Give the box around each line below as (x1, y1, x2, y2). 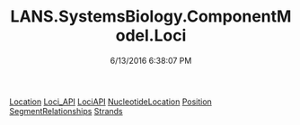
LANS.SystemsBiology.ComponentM (10, 6, 292, 27)
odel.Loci (115, 25, 187, 46)
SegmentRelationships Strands (9, 105, 123, 116)
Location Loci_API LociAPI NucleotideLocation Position (9, 96, 213, 107)
